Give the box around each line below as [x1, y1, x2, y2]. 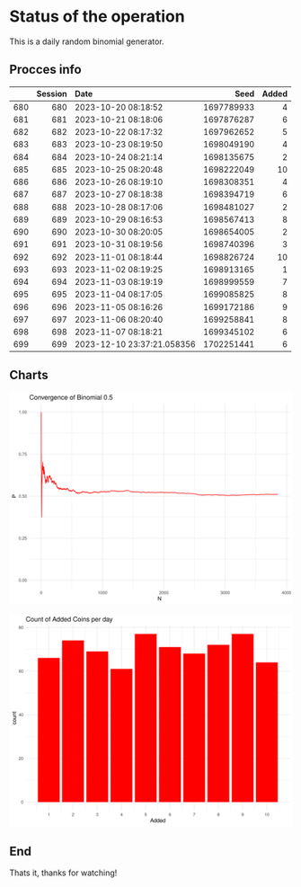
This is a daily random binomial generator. [9, 36, 164, 47]
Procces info [9, 62, 83, 77]
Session [36, 88, 67, 100]
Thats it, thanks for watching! [9, 867, 118, 878]
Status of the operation [9, 6, 186, 27]
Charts [9, 368, 49, 383]
